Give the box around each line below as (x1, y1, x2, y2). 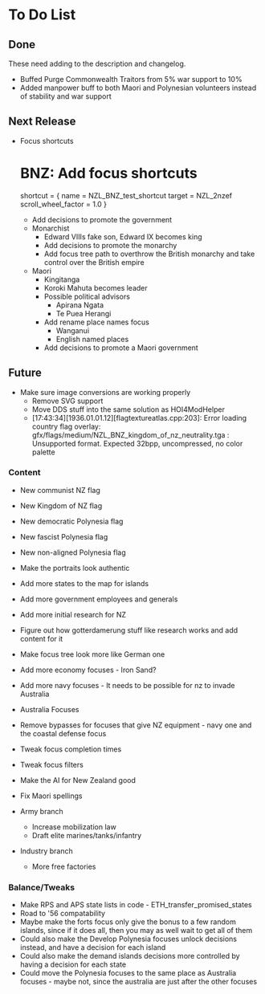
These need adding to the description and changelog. (8, 59, 186, 68)
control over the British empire (43, 257, 145, 267)
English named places (55, 334, 129, 344)
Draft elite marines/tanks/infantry (31, 830, 142, 840)
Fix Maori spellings (19, 791, 83, 800)
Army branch (19, 806, 64, 816)
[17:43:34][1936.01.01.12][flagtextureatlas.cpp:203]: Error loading (31, 413, 247, 422)
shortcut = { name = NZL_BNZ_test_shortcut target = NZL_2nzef (19, 190, 233, 200)
